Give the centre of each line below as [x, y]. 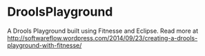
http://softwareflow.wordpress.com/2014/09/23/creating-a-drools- [102, 38]
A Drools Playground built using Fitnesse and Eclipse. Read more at [103, 31]
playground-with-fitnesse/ [45, 45]
